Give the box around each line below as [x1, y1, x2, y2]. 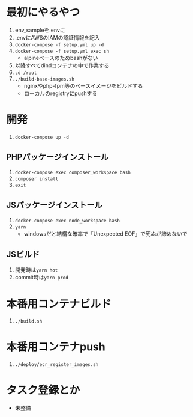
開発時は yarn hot [14, 266, 58, 273]
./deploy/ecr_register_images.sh [14, 362, 99, 368]
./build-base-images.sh [14, 76, 75, 82]
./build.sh [14, 318, 43, 324]
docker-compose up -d [14, 134, 69, 140]
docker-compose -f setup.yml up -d [14, 41, 104, 48]
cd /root [14, 70, 37, 76]
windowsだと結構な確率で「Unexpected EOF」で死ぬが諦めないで [23, 230, 188, 237]
